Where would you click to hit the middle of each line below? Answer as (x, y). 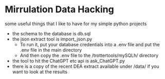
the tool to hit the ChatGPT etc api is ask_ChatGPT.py (69, 61)
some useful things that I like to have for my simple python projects (76, 24)
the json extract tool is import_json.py (52, 39)
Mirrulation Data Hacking (59, 9)
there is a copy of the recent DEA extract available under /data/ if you (86, 66)
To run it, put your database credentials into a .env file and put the (90, 44)
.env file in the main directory (51, 50)
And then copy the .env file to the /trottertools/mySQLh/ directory (89, 55)
